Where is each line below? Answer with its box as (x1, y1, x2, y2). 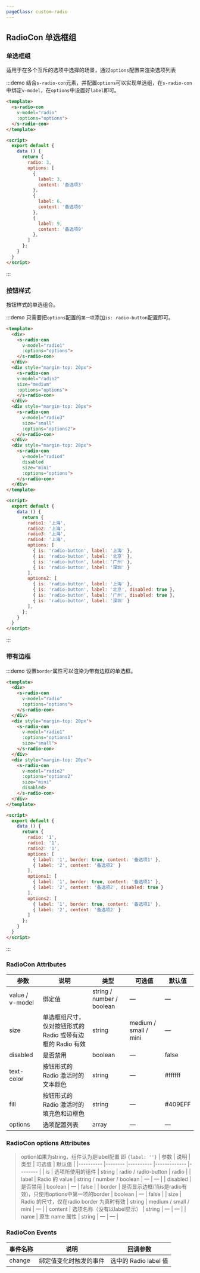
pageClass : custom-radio (6, 8, 68, 15)
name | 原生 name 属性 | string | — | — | (20, 1213, 119, 1220)
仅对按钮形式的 (42, 1022, 85, 1030)
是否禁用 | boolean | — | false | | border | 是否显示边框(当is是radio (20, 1183, 182, 1190)
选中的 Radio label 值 (110, 1256, 168, 1265)
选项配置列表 (42, 1121, 79, 1129)
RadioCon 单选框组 (6, 32, 77, 42)
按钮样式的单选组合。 (6, 301, 58, 308)
